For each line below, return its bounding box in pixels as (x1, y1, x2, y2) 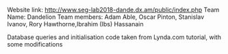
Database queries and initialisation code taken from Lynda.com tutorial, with (7, 33, 221, 41)
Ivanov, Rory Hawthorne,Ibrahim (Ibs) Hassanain (7, 20, 144, 28)
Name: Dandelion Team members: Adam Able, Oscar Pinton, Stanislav (7, 13, 205, 21)
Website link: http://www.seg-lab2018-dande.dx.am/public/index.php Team (7, 6, 220, 13)
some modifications (7, 40, 63, 48)
